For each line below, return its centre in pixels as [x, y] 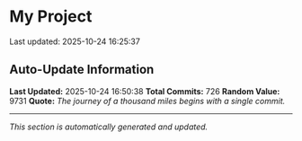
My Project [51, 17]
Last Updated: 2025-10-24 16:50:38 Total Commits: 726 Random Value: [145, 91]
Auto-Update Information [82, 70]
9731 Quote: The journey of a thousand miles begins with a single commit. [147, 101]
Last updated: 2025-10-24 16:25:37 [75, 41]
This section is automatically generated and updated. [109, 127]
